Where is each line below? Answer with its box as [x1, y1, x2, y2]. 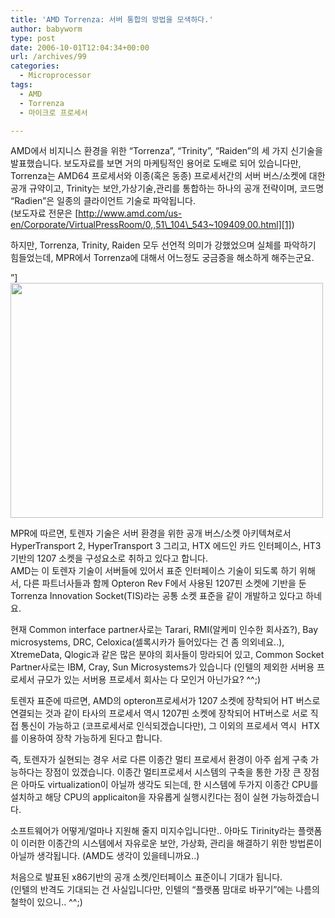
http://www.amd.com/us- [78, 207, 183, 220]
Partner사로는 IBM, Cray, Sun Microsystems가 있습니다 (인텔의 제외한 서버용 [10, 661, 315, 673]
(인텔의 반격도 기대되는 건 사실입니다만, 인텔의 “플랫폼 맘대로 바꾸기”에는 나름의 [10, 884, 320, 896]
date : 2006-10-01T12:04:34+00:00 [10, 42, 150, 53]
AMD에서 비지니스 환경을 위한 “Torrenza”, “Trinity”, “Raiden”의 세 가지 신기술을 [10, 145, 323, 157]
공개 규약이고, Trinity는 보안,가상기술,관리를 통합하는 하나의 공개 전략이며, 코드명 [10, 182, 325, 195]
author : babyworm [10, 24, 83, 34]
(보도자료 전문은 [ [10, 207, 79, 220]
